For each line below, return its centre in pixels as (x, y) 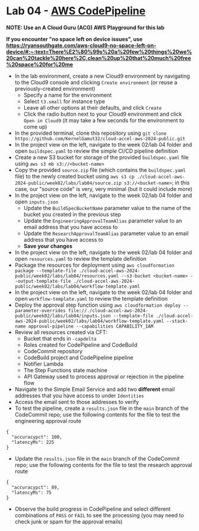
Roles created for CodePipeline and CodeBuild (80, 345)
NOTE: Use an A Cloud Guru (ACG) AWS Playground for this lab (85, 27)
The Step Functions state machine (66, 370)
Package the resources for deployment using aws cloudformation (94, 265)
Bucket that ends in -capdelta (60, 338)
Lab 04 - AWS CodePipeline (76, 11)
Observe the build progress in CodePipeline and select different (93, 509)
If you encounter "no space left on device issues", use (74, 39)
